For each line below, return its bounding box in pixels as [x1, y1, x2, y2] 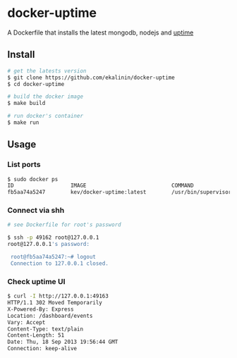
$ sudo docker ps [7, 175, 59, 183]
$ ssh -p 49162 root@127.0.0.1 [7, 234, 99, 241]
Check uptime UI [7, 276, 66, 286]
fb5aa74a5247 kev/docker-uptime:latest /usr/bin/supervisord [7, 189, 235, 196]
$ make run [7, 119, 39, 126]
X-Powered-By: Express [7, 305, 74, 313]
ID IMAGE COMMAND [7, 182, 194, 190]
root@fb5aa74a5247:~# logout [10, 254, 97, 261]
